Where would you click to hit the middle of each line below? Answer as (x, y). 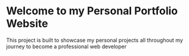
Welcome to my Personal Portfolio (92, 11)
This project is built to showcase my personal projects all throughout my (95, 40)
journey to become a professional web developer (66, 46)
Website (27, 24)
